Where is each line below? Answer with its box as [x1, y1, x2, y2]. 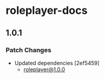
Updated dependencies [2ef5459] [14, 59, 100, 66]
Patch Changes [5, 46, 52, 54]
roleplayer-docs [5, 4, 88, 17]
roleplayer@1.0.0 [23, 66, 66, 73]
